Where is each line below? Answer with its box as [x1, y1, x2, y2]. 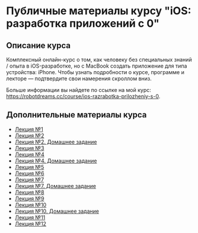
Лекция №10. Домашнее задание [14, 208, 100, 215]
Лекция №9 [14, 194, 44, 202]
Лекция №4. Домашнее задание [14, 157, 97, 164]
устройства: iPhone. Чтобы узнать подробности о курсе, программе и [6, 69, 185, 75]
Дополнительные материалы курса [6, 110, 147, 120]
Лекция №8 [14, 189, 44, 196]
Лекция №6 [14, 170, 44, 177]
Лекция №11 [14, 213, 46, 221]
